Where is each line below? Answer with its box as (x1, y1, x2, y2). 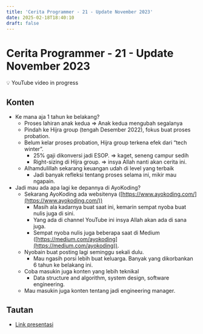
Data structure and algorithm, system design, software (33, 274, 170, 282)
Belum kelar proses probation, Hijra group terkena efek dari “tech (24, 139, 187, 146)
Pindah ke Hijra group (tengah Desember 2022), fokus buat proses (24, 126, 191, 133)
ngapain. (33, 178, 56, 185)
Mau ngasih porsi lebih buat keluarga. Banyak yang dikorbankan (33, 255, 193, 262)
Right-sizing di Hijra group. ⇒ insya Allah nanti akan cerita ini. (33, 158, 187, 165)
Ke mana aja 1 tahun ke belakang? (15, 113, 100, 121)
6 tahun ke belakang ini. (33, 261, 93, 269)
